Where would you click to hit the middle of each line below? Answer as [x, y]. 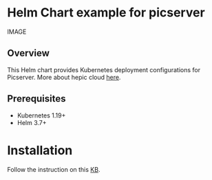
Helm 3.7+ [32, 122]
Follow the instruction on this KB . [54, 169]
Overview [29, 53]
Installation [40, 150]
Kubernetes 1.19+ [41, 115]
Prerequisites [36, 99]
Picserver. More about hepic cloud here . [64, 77]
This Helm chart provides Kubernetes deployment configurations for [104, 69]
